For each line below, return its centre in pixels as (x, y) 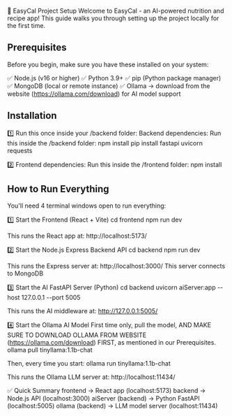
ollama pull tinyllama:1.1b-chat (50, 350)
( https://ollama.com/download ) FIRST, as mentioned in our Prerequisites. (111, 343)
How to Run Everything (58, 189)
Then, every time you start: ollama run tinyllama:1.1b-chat (89, 364)
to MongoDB (25, 273)
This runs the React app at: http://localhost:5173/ (77, 236)
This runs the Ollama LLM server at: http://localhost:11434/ (91, 377)
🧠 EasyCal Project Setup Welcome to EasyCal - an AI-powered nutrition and (116, 11)
